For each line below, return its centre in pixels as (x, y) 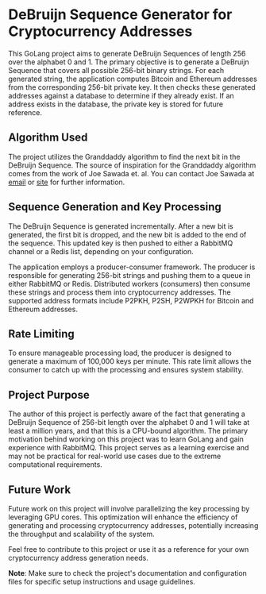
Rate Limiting (41, 334)
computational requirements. (56, 465)
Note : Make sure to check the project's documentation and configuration (128, 573)
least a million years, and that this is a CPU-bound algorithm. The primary (128, 431)
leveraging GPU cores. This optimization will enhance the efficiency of (123, 517)
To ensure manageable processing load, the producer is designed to (120, 353)
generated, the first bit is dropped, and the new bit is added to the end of (127, 234)
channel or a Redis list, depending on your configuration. (101, 251)
